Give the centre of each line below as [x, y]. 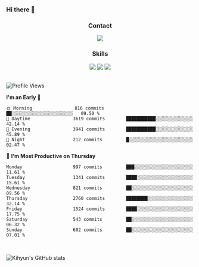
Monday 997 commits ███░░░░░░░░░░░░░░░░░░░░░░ [100, 167]
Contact [100, 25]
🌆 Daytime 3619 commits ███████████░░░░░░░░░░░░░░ [100, 119]
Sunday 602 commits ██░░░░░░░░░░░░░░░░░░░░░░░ [100, 230]
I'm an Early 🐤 [24, 97]
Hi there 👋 [21, 10]
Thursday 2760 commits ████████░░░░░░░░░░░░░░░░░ [100, 198]
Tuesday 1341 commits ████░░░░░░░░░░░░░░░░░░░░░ [100, 177]
